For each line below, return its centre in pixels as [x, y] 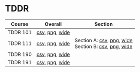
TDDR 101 [20, 32]
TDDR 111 [20, 43]
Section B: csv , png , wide [104, 46]
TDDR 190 [20, 54]
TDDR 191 [20, 62]
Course [20, 24]
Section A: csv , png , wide [104, 40]
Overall [53, 24]
